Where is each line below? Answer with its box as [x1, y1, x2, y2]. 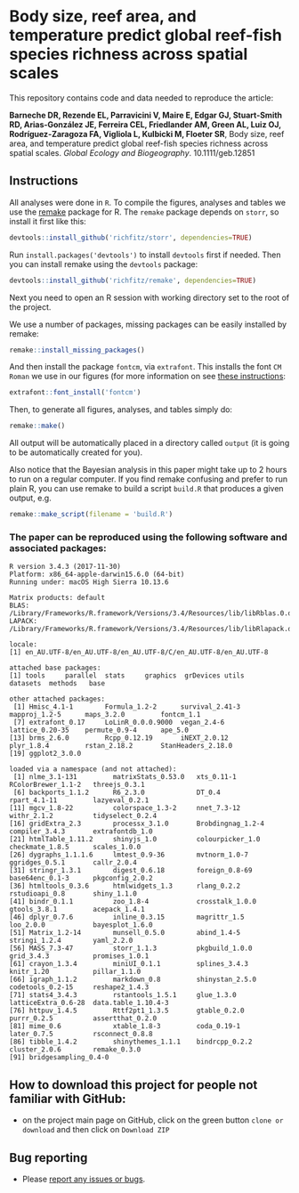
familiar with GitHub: [9, 1091, 126, 1106]
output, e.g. [9, 492, 52, 504]
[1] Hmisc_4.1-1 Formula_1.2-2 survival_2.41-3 [12, 702, 241, 711]
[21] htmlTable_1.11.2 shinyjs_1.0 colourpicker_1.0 [9, 835, 261, 844]
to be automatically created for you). [9, 447, 143, 458]
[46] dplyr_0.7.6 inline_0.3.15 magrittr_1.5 [9, 913, 245, 922]
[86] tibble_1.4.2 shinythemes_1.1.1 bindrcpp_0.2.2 [9, 1037, 253, 1047]
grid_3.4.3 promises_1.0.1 [9, 952, 149, 961]
